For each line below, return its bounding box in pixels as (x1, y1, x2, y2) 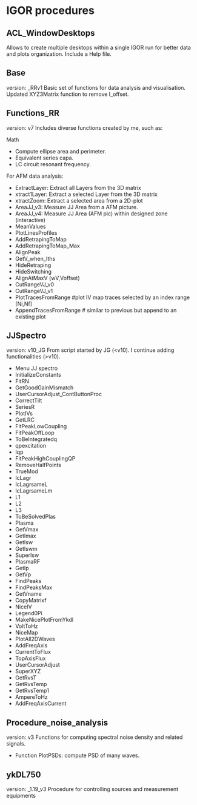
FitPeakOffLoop (15, 429, 55, 437)
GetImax (15, 532, 36, 540)
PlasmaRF (15, 558, 41, 565)
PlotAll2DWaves (15, 635, 56, 643)
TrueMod (15, 468, 38, 475)
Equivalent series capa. (15, 154, 74, 161)
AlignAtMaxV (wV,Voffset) (15, 274, 80, 281)
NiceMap (15, 629, 38, 636)
